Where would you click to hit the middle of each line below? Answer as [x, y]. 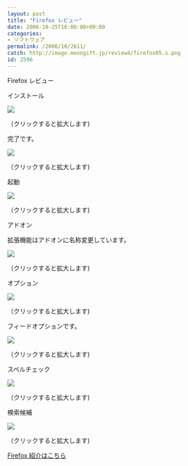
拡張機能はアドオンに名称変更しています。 [69, 239]
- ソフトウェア [26, 40]
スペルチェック [29, 369]
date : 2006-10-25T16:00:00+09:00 [56, 27]
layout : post [26, 14]
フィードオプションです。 [44, 326]
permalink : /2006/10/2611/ [47, 46]
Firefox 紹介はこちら [37, 455]
